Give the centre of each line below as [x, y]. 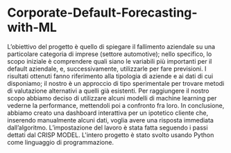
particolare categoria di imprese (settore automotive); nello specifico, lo [110, 54]
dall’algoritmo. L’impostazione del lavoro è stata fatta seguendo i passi [108, 127]
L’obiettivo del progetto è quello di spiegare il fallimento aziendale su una [111, 46]
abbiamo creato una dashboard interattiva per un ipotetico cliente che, [108, 113]
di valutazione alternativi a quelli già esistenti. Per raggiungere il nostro [108, 91]
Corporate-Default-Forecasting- [102, 13]
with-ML [32, 27]
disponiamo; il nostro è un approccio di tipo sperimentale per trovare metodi [116, 83]
